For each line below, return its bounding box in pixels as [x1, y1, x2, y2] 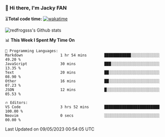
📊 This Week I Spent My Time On [5, 37, 75, 43]
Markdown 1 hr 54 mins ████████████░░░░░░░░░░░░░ [5, 53, 160, 58]
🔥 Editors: [5, 101, 28, 105]
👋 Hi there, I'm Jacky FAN [5, 4, 67, 11]
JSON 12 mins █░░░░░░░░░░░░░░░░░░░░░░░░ [5, 87, 160, 93]
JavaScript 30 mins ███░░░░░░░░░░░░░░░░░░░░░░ [5, 62, 160, 67]
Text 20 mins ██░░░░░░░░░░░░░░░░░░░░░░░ [5, 70, 160, 75]
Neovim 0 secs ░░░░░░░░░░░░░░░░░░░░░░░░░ [5, 113, 160, 118]
